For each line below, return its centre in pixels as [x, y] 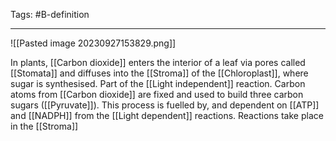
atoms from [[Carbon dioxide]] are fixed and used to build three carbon [157, 94]
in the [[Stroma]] [44, 126]
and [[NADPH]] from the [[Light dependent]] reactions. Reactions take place [167, 115]
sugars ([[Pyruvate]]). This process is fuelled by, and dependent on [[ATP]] [165, 105]
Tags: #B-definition [50, 14]
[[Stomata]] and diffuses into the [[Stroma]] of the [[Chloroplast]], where [159, 73]
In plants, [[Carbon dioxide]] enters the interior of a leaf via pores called [158, 62]
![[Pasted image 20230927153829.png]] [93, 43]
